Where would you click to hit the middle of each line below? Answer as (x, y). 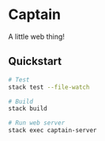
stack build (28, 109)
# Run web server (37, 123)
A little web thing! (37, 36)
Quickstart (35, 61)
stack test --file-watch (49, 87)
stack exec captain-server (52, 131)
